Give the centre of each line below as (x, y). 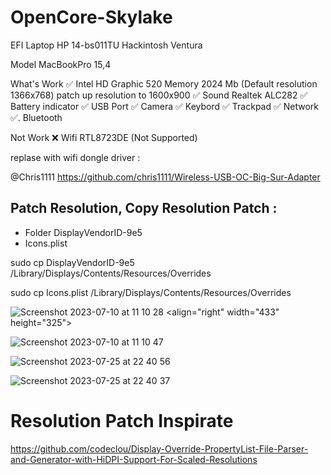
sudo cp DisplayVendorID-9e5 (72, 262)
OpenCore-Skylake (91, 17)
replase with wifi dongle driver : (75, 157)
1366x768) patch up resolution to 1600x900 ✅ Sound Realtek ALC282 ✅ (159, 95)
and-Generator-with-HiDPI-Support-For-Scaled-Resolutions (134, 459)
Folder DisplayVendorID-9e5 (83, 232)
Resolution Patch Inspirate (122, 420)
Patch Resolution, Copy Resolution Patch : (144, 208)
